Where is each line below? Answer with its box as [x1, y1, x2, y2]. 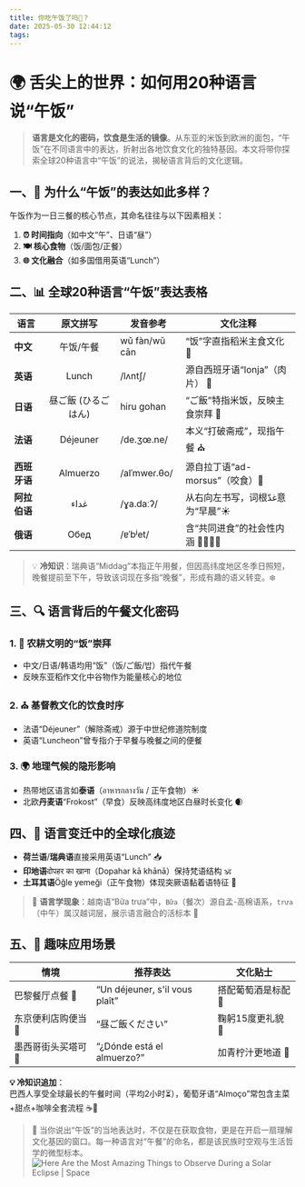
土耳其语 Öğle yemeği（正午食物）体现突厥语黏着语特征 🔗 [22, 877, 237, 888]
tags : [9, 30, 30, 39]
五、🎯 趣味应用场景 [9, 937, 116, 953]
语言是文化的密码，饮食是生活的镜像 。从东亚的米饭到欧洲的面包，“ [31, 133, 282, 144]
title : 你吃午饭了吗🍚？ [9, 13, 90, 23]
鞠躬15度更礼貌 [217, 1012, 284, 1024]
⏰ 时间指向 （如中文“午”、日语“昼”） [22, 229, 157, 241]
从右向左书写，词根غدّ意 [185, 491, 287, 504]
